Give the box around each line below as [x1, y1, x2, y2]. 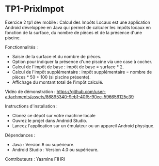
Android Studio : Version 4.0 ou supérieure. [12, 147, 99, 152]
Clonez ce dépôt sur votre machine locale [12, 112, 96, 118]
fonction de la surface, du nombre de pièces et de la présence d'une [5, 30, 142, 35]
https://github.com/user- [56, 89, 106, 94]
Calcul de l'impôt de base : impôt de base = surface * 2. [12, 64, 124, 70]
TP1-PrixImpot [5, 3, 64, 15]
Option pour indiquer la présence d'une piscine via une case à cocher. [12, 59, 153, 64]
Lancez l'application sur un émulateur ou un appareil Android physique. [12, 122, 155, 129]
